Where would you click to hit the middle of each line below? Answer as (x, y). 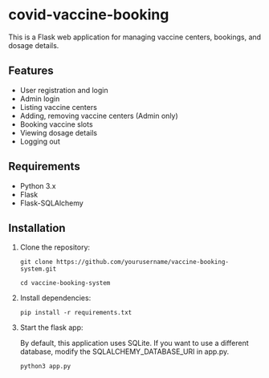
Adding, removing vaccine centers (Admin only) (99, 116)
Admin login (40, 99)
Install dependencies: (55, 298)
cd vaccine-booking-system (65, 283)
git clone (37, 262)
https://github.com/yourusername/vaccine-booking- (143, 262)
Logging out (40, 141)
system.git (38, 269)
